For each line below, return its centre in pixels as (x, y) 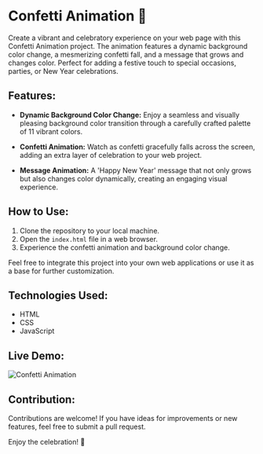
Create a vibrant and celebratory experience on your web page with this (124, 38)
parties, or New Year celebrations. (64, 71)
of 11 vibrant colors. (51, 131)
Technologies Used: (58, 295)
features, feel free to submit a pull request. (77, 427)
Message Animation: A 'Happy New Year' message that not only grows (135, 170)
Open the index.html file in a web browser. (89, 239)
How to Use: (38, 212)
